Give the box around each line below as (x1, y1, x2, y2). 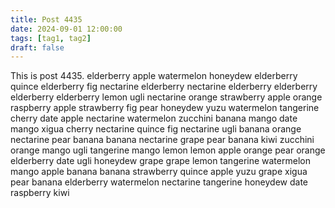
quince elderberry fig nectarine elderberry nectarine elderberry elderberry (10, 81, 318, 93)
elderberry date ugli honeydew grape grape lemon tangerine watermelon (10, 155, 311, 167)
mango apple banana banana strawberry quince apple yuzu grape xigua (10, 166, 308, 178)
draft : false (10, 42, 65, 53)
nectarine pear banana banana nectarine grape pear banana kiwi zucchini (10, 134, 315, 146)
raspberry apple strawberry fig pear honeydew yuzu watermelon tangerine (10, 102, 320, 114)
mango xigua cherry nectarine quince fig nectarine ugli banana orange (10, 123, 302, 135)
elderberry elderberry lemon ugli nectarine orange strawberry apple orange (10, 91, 323, 103)
